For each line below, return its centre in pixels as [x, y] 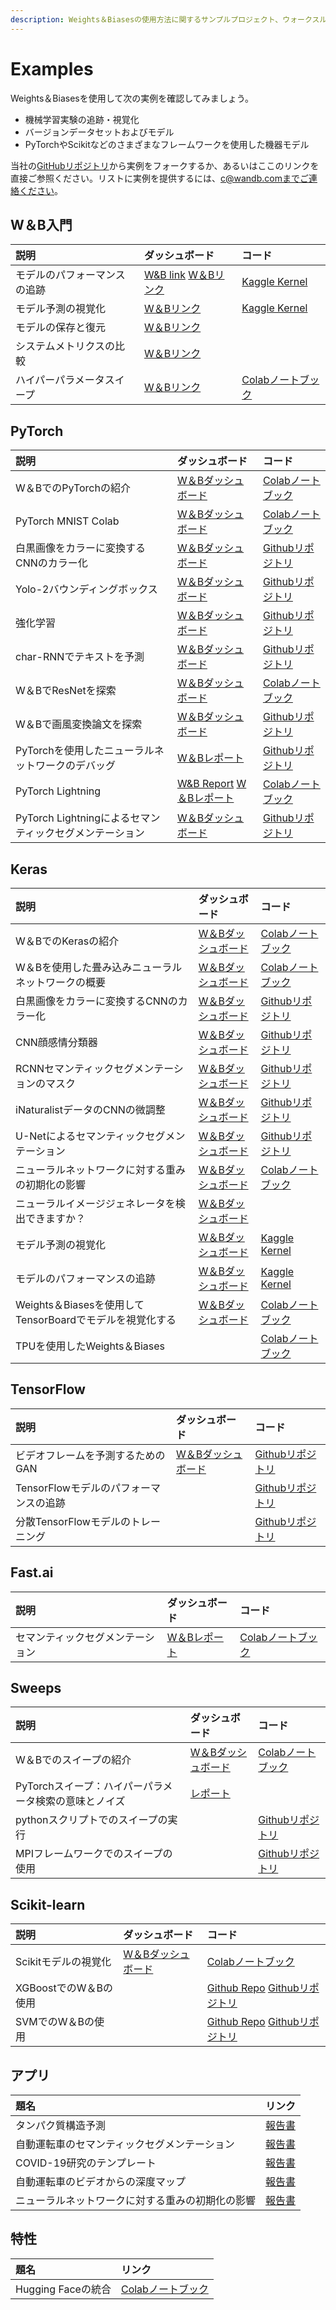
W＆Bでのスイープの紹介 [73, 1760]
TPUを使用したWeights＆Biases [90, 1346]
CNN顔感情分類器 [56, 1042]
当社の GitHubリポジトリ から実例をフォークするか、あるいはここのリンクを [165, 165]
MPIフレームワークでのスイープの [94, 1854]
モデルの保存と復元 [61, 328]
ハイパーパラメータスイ [70, 380]
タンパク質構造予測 [61, 2126]
